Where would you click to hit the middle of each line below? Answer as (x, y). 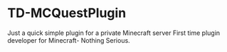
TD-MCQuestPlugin (67, 13)
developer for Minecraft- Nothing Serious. (69, 40)
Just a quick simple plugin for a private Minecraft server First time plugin (114, 33)
